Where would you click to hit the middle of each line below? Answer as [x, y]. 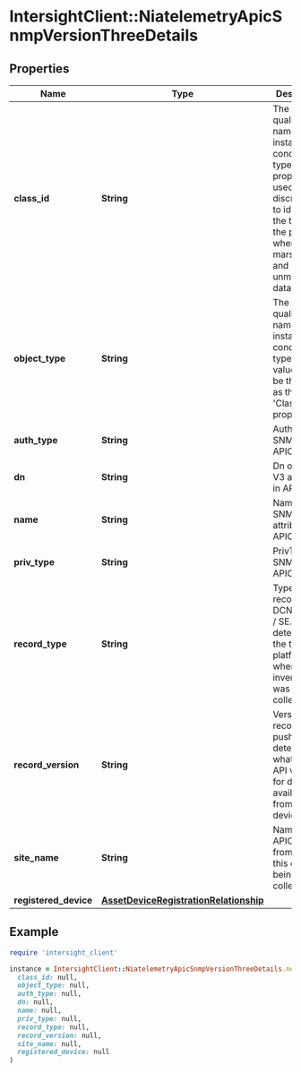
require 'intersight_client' [64, 952]
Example [34, 932]
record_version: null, [60, 1035]
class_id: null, [47, 977]
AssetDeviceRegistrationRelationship [183, 900]
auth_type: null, [50, 994]
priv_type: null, [50, 1018]
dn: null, [35, 1002]
